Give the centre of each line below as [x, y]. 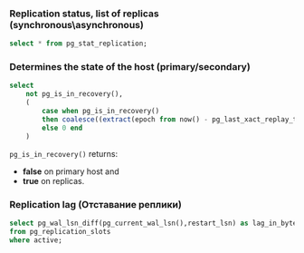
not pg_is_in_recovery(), [75, 94]
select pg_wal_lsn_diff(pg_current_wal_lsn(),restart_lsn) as [129, 223]
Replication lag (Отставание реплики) [96, 204]
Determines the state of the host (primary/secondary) [130, 67]
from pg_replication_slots [60, 231]
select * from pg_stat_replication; [78, 44]
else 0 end [62, 128]
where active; [36, 240]
